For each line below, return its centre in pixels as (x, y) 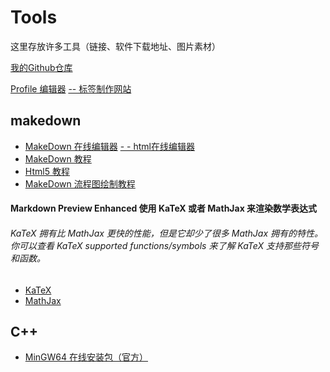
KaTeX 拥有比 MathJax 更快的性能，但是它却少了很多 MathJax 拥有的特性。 (167, 233)
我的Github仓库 (41, 67)
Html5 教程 (47, 171)
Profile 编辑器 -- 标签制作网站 (71, 88)
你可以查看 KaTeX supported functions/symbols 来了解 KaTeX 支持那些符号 (164, 245)
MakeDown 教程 (58, 158)
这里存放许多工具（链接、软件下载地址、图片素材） (115, 46)
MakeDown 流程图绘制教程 (80, 183)
